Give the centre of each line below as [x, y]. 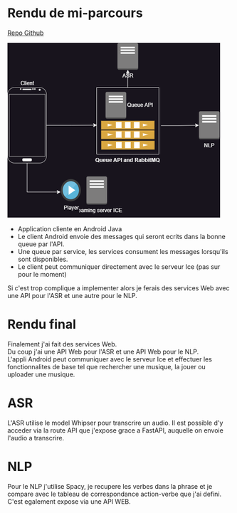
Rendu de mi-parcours [75, 13]
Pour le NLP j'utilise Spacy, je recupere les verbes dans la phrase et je [110, 486]
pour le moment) [42, 274]
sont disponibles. [43, 259]
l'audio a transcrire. [36, 438]
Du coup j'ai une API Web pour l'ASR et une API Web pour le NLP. [103, 351]
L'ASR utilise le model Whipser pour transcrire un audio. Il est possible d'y [115, 423]
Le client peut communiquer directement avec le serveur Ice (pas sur [119, 266]
